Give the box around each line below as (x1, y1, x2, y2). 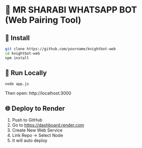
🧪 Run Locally (5, 69, 47, 77)
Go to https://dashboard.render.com (12, 122, 84, 128)
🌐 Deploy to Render (5, 104, 65, 112)
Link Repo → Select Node (12, 133, 63, 138)
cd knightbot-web (5, 51, 40, 56)
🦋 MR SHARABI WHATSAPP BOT (5, 4, 137, 15)
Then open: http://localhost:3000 (5, 90, 72, 96)
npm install (5, 55, 29, 60)
